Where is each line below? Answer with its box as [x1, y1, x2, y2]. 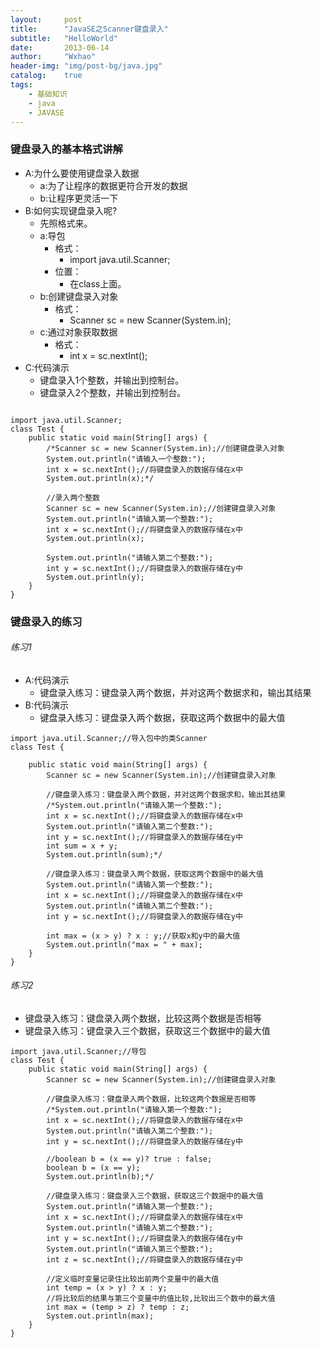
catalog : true [10, 71, 83, 81]
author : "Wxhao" [10, 52, 97, 62]
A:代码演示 [24, 674, 70, 686]
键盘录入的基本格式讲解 [10, 142, 123, 156]
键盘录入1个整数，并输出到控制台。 [39, 374, 185, 386]
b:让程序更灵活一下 [39, 192, 119, 204]
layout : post [10, 14, 83, 25]
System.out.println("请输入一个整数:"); [46, 454, 207, 464]
